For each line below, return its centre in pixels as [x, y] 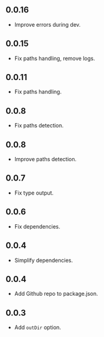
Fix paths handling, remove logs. [55, 58]
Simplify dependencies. [44, 260]
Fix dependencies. [37, 226]
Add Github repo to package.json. [56, 294]
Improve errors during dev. [47, 24]
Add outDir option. [38, 327]
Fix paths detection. [39, 125]
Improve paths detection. [45, 159]
